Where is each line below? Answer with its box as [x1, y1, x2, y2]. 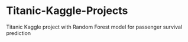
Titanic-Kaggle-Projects [6, 4, 128, 17]
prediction [6, 29, 31, 36]
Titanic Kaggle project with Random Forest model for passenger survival [6, 23, 182, 30]
